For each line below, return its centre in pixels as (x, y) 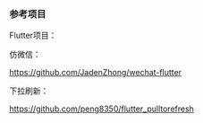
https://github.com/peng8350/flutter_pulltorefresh (102, 109)
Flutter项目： (33, 35)
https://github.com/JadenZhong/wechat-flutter (95, 73)
